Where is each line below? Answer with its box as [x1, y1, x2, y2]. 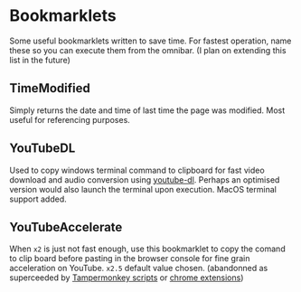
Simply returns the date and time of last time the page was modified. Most [9, 105, 286, 116]
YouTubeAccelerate [9, 219, 123, 235]
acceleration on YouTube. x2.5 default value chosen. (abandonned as [9, 263, 268, 274]
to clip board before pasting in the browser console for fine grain [9, 253, 250, 264]
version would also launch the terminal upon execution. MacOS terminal [9, 184, 277, 194]
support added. [9, 193, 67, 204]
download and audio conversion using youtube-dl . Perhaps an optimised [9, 174, 280, 185]
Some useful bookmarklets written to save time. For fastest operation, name [9, 35, 292, 46]
